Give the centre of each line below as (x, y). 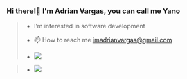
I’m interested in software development (90, 26)
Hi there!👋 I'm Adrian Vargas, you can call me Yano (93, 11)
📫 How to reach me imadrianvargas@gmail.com (103, 40)
